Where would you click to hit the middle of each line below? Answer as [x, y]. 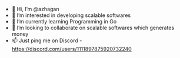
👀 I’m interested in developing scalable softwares [71, 15]
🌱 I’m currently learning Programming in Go [64, 21]
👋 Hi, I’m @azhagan [35, 9]
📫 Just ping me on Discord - [47, 40]
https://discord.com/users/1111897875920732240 [72, 49]
